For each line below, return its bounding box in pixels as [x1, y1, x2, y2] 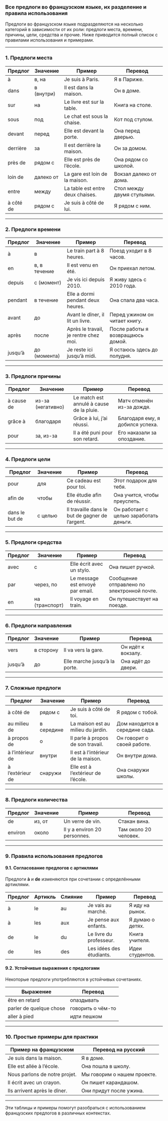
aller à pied [7, 1013, 34, 1020]
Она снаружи [116, 767, 149, 774]
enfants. [87, 922, 107, 929]
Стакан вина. [118, 818, 150, 825]
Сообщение [108, 575, 137, 582]
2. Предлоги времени [5, 226, 61, 233]
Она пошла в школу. [81, 1063, 130, 1070]
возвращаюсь [109, 332, 144, 339]
